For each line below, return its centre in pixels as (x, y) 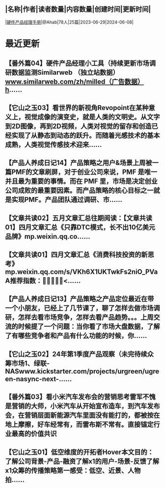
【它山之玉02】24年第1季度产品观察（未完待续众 (79, 354)
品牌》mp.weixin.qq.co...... (48, 236)
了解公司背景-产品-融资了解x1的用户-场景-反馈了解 (82, 461)
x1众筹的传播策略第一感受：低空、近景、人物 (73, 471)
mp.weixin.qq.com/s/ (39, 272)
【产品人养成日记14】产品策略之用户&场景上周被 (79, 163)
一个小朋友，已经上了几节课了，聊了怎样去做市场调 (82, 308)
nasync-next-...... (44, 379)
